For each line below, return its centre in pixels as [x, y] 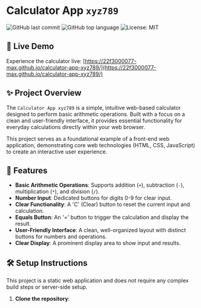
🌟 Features [27, 170]
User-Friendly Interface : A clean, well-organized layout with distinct [100, 230]
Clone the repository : [42, 299]
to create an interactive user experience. [57, 152]
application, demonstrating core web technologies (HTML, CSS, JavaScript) [101, 145]
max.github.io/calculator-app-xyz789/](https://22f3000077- [81, 67]
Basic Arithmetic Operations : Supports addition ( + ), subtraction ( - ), [100, 185]
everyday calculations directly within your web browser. [76, 127]
